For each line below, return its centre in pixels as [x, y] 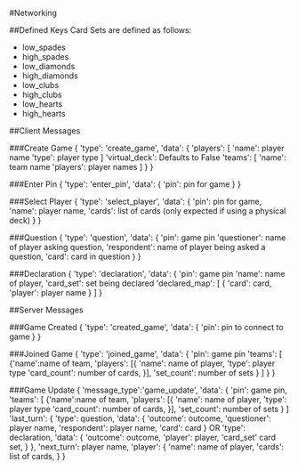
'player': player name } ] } [56, 292]
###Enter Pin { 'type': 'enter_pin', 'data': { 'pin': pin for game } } [125, 184]
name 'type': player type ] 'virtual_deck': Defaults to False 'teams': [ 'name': [148, 158]
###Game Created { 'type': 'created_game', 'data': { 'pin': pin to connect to [146, 327]
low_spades [44, 47]
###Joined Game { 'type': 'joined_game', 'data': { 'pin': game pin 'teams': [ [146, 354]
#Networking [33, 13]
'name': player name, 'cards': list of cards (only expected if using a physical [148, 211]
